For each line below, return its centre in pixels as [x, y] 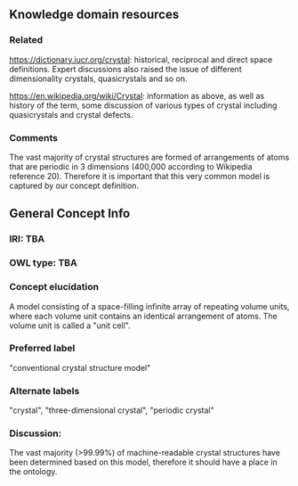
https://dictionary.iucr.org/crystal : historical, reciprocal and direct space [141, 59]
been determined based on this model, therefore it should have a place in [143, 462]
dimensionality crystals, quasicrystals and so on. [98, 78]
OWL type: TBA [43, 263]
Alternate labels [44, 391]
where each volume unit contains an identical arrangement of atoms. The [143, 316]
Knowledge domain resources [94, 15]
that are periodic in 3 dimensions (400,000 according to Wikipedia [131, 166]
